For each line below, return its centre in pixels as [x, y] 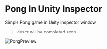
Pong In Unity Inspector [53, 9]
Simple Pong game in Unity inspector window [51, 22]
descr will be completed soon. [47, 32]
